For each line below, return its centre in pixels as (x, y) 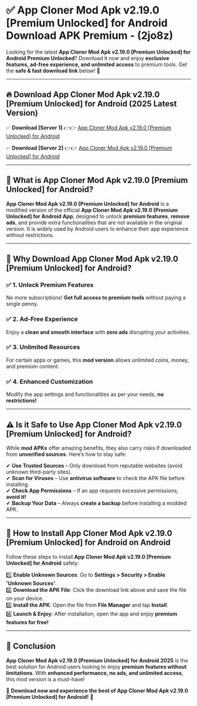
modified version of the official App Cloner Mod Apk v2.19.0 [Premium (92, 210)
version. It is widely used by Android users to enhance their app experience (97, 229)
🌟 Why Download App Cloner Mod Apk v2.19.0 (92, 259)
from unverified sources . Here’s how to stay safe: (67, 454)
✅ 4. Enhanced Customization (50, 381)
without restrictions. (30, 235)
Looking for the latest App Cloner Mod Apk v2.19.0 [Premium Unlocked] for (98, 52)
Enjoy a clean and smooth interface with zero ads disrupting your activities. (98, 332)
